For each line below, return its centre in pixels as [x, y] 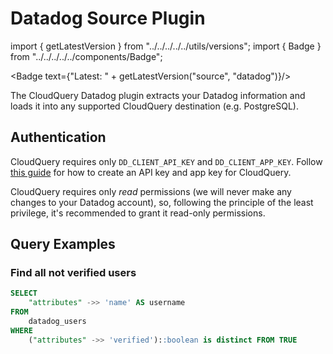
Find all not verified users [73, 273]
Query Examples [63, 244]
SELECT [24, 293]
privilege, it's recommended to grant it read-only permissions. [138, 213]
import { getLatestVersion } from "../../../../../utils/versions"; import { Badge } [166, 46]
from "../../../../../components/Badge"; [86, 56]
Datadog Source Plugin [108, 18]
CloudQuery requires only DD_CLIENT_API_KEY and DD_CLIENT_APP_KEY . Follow [166, 161]
